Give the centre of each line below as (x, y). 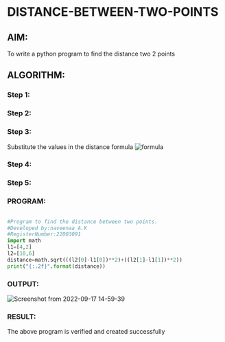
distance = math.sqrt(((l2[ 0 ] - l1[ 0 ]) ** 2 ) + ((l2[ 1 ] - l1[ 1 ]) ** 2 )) (95, 260)
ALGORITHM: (36, 75)
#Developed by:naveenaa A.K (47, 228)
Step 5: (20, 183)
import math (24, 241)
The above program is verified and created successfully (86, 332)
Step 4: (20, 164)
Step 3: (20, 132)
